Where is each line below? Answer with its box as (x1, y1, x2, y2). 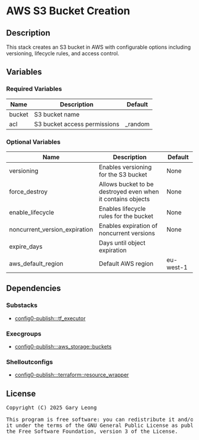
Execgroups (6, 330, 41, 338)
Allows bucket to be (98, 180, 154, 188)
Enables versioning (98, 163, 152, 171)
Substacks (6, 301, 38, 309)
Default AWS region (98, 259, 154, 268)
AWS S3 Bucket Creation (6, 4, 130, 18)
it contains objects (98, 195, 150, 203)
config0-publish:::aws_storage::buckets (14, 343, 112, 350)
